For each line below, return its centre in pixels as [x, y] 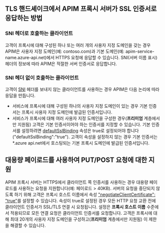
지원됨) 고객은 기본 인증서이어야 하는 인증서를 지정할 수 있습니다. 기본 [84, 124]
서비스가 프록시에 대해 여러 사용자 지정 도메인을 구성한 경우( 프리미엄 [77, 118]
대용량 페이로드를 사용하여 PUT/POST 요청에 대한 [76, 160]
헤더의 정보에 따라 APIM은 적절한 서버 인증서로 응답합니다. [61, 64]
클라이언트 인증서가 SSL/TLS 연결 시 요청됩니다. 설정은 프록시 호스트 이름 [75, 207]
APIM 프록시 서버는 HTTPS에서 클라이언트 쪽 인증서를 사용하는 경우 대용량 [77, 182]
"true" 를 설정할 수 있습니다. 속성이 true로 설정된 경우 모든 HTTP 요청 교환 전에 [81, 200]
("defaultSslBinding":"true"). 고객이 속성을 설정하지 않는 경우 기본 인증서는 [85, 137]
